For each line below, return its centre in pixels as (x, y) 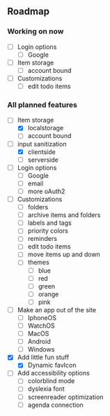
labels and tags (49, 223)
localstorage (46, 128)
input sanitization (42, 144)
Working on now (36, 32)
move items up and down (64, 254)
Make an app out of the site (56, 310)
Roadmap (29, 12)
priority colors (48, 231)
